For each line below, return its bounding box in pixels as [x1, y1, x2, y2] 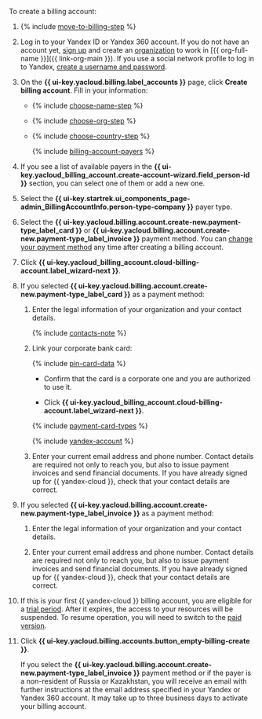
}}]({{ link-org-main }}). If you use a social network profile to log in [40, 54, 254, 63]
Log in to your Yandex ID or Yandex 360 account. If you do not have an [20, 37, 249, 46]
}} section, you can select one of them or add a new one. [20, 178, 206, 188]
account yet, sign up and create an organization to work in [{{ [20, 46, 220, 54]
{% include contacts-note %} [31, 328, 127, 337]
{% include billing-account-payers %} [31, 147, 155, 156]
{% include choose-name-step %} [31, 101, 144, 110]
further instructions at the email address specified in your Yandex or [20, 685, 241, 694]
